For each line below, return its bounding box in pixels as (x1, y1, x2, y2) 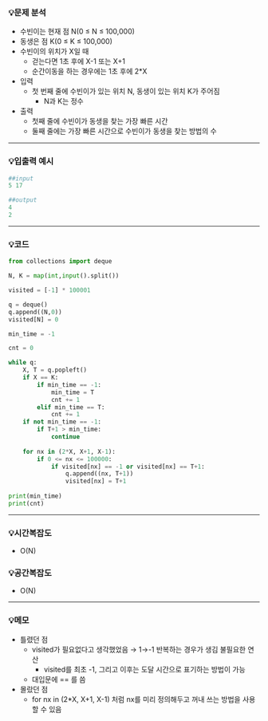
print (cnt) (8, 499, 45, 507)
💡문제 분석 (8, 6, 46, 18)
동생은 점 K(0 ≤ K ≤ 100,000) (19, 37, 113, 46)
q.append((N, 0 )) (8, 308, 62, 316)
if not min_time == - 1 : (22, 418, 102, 426)
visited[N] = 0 (8, 315, 59, 324)
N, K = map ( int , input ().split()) (8, 272, 120, 280)
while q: (8, 359, 37, 367)
